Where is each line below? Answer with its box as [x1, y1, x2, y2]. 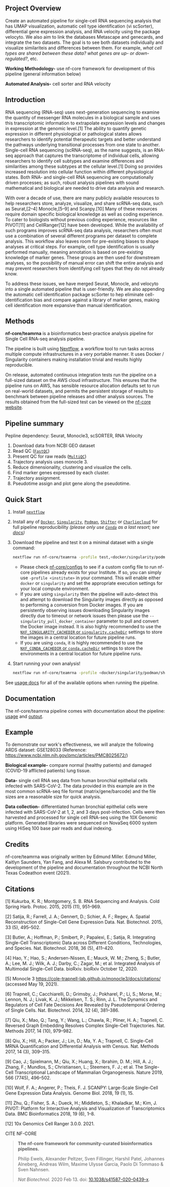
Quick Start [5, 495, 42, 504]
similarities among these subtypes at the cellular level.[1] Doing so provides [5, 163, 163, 169]
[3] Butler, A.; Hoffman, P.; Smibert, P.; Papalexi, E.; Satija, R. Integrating [5, 934, 156, 940]
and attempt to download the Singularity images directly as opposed [20, 596, 163, 602]
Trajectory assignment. [12, 475, 61, 481]
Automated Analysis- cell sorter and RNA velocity [5, 81, 111, 87]
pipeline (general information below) [5, 71, 81, 77]
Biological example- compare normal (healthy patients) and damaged [5, 762, 152, 768]
